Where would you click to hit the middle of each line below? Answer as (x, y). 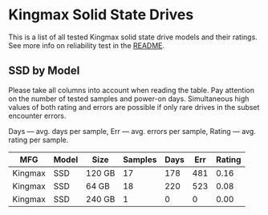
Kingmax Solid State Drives (101, 15)
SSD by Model (44, 71)
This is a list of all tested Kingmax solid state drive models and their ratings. (133, 37)
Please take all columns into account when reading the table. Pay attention (132, 90)
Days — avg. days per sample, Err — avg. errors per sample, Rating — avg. (132, 131)
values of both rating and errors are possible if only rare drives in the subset (134, 107)
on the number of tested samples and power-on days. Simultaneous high (129, 99)
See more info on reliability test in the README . (87, 45)
